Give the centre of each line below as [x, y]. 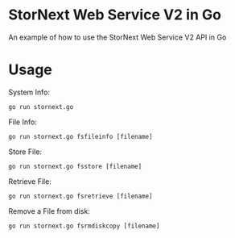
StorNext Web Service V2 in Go [115, 15]
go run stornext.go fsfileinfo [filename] [80, 136]
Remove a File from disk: [49, 211]
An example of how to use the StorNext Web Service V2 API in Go [117, 37]
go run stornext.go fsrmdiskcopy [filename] [84, 226]
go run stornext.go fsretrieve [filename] [80, 196]
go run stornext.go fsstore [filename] [75, 166]
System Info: [29, 92]
